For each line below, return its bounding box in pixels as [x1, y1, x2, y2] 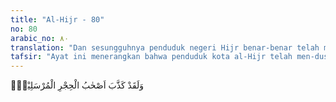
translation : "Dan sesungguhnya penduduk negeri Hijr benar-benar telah [10, 42, 320, 53]
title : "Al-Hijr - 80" [10, 14, 105, 25]
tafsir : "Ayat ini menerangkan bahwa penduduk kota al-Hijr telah [10, 52, 293, 62]
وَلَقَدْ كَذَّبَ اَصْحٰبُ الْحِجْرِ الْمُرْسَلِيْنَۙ [10, 79, 145, 91]
